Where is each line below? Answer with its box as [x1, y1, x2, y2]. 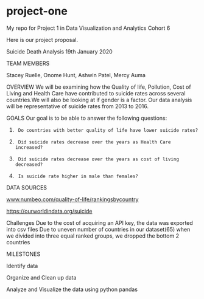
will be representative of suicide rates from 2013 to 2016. [6, 102, 149, 110]
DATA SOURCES [6, 184, 47, 191]
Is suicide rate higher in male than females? [18, 173, 138, 179]
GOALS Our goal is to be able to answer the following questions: [6, 114, 167, 122]
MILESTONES [6, 250, 41, 258]
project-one [6, 4, 68, 18]
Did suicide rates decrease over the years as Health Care [18, 139, 171, 145]
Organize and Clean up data [6, 273, 77, 281]
